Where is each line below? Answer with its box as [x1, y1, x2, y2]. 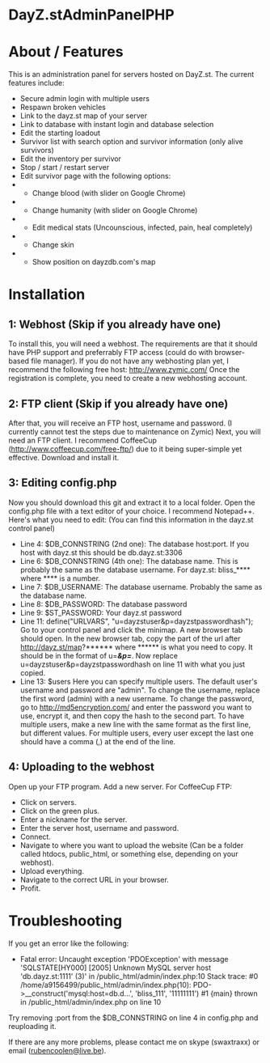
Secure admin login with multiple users [19, 94, 150, 104]
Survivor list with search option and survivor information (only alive [19, 137, 244, 146]
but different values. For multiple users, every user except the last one [19, 728, 254, 738]
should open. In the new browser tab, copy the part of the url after [19, 633, 241, 643]
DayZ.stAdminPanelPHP [8, 6, 175, 24]
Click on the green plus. [19, 806, 99, 815]
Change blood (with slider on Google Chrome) [32, 188, 186, 198]
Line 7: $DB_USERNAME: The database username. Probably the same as [19, 582, 263, 591]
